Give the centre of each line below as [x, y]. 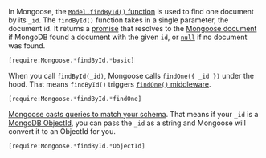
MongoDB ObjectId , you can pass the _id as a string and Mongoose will [127, 123]
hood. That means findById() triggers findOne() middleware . [110, 84]
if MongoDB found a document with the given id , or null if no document [128, 37]
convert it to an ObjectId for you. [62, 131]
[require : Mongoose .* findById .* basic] [72, 60]
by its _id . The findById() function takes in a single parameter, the [119, 20]
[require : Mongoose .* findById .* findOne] [75, 99]
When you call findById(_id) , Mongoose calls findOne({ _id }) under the [131, 75]
